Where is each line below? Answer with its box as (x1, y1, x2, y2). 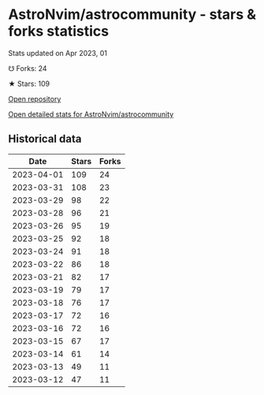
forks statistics (8, 22, 109, 40)
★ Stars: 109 (8, 79, 50, 88)
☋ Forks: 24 (8, 63, 47, 73)
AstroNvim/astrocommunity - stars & (8, 6, 257, 24)
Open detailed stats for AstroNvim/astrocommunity (8, 109, 174, 119)
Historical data (8, 132, 82, 146)
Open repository (8, 94, 61, 103)
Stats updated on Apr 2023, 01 (8, 48, 108, 58)
